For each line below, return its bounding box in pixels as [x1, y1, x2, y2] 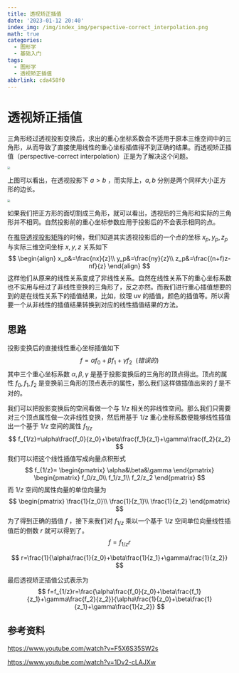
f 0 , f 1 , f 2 [15, 378, 37, 388]
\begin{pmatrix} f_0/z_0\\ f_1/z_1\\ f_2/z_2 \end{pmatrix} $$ [33, 473, 206, 482]
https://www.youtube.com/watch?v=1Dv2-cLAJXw [7, 657, 156, 666]
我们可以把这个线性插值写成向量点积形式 [7, 454, 126, 462]
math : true [7, 30, 40, 38]
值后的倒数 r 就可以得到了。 [7, 526, 89, 535]
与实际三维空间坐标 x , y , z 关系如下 [7, 243, 108, 251]
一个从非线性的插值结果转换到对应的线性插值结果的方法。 [13, 300, 182, 309]
